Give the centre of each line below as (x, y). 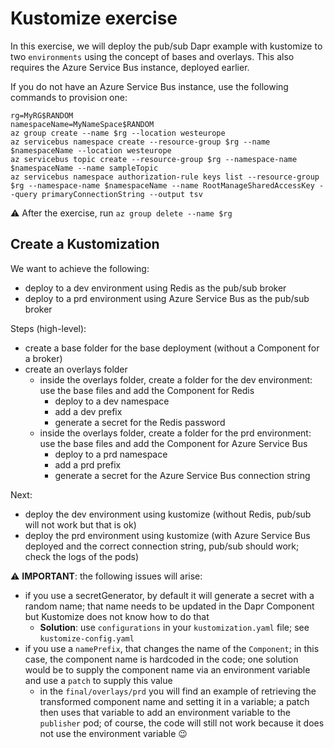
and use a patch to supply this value (98, 680)
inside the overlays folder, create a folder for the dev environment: (176, 379)
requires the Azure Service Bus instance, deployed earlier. (130, 67)
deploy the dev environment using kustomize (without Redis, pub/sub (168, 514)
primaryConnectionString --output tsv (122, 194)
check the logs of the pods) (82, 556)
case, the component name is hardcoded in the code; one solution (161, 659)
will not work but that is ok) (80, 524)
